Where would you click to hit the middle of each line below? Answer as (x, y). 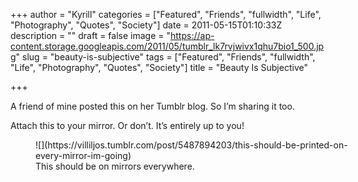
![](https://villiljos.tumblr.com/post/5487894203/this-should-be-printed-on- (191, 145)
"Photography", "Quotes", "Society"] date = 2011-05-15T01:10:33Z (146, 25)
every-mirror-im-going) (83, 155)
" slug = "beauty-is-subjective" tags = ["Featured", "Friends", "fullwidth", (165, 57)
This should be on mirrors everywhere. (115, 166)
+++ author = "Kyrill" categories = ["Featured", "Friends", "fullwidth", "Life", (166, 14)
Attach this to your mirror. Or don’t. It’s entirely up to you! (127, 125)
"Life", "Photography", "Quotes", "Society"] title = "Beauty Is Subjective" (159, 67)
